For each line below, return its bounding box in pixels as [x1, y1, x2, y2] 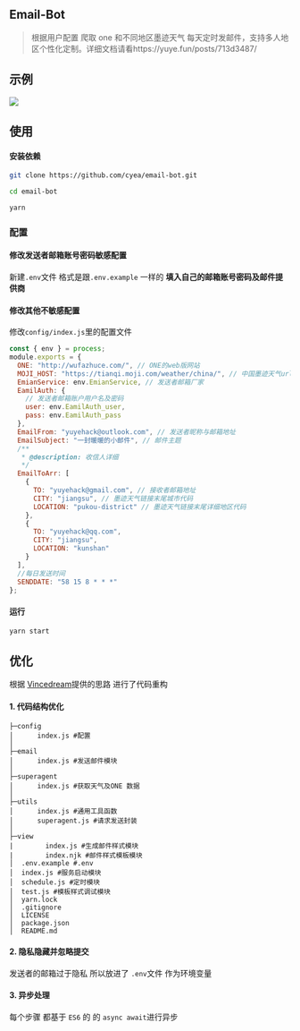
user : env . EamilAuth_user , [25, 403, 126, 412]
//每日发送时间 [17, 568, 65, 578]
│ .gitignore [9, 903, 62, 912]
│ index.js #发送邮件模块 [9, 756, 118, 765]
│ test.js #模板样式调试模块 [9, 887, 112, 896]
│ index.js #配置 [9, 731, 91, 740]
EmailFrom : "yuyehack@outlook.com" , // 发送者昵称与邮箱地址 [17, 427, 237, 437]
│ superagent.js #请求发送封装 [9, 816, 137, 825]
